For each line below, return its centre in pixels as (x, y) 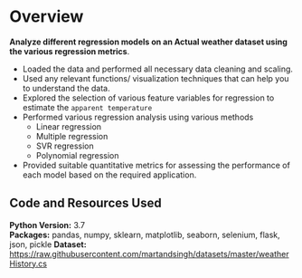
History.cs (28, 264)
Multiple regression (72, 136)
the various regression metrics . (70, 51)
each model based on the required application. (109, 175)
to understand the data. (66, 88)
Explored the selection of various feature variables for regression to (148, 98)
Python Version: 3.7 (47, 225)
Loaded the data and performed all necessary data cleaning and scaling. (158, 69)
